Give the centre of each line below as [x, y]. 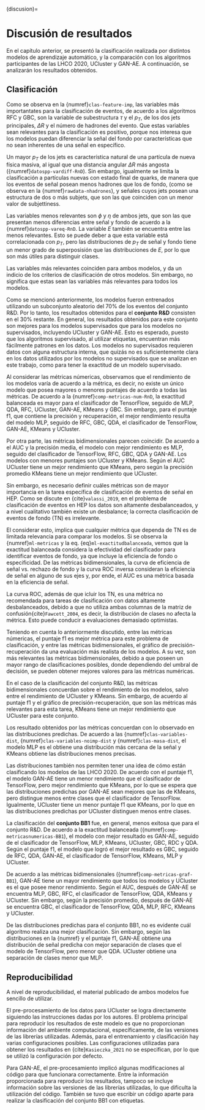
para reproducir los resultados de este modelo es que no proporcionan [95, 1023]
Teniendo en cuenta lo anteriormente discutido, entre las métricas [89, 632]
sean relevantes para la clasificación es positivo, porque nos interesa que [99, 132]
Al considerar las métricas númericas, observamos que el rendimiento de [99, 377]
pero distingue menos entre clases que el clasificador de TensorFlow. [94, 798]
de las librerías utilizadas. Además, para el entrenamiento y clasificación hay [102, 1036]
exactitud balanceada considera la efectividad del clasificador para [91, 549]
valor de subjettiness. [33, 204]
